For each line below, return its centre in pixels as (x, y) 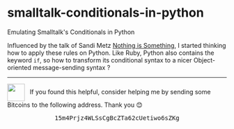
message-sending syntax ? (71, 67)
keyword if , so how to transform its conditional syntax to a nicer (100, 60)
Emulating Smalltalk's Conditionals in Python (71, 32)
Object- (204, 60)
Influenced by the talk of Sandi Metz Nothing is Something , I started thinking (117, 45)
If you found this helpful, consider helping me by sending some (120, 92)
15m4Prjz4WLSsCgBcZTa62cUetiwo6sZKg (117, 118)
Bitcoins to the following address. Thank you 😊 (75, 105)
